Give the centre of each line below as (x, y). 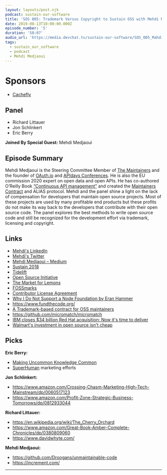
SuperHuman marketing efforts (44, 367)
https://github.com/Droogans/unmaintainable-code (65, 457)
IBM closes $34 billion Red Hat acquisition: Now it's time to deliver (80, 319)
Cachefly (22, 95)
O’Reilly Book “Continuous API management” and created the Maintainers (81, 186)
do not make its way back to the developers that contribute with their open (82, 207)
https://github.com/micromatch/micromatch (57, 314)
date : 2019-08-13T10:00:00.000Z (39, 24)
